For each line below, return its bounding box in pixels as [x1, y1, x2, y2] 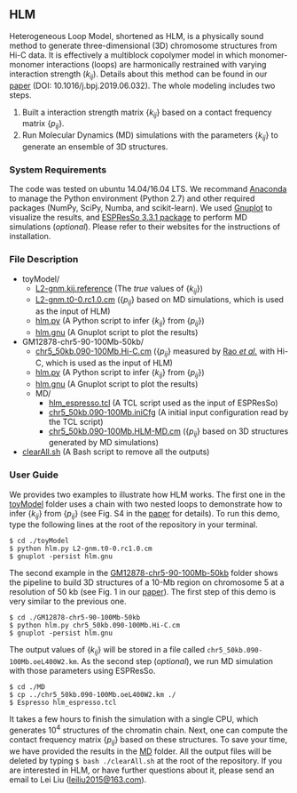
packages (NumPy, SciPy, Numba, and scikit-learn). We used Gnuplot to [9, 203, 273, 213]
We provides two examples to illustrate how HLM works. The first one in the [9, 489, 285, 500]
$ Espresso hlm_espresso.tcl [9, 698, 117, 708]
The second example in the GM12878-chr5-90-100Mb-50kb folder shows [9, 568, 278, 579]
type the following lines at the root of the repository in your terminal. [9, 519, 259, 530]
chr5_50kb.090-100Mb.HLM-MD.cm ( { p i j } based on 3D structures [48, 426, 289, 438]
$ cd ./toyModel [9, 537, 69, 546]
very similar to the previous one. [9, 596, 127, 607]
